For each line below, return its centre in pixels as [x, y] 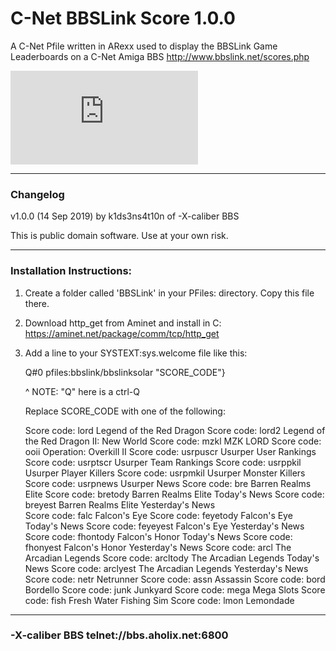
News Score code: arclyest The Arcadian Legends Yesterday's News [166, 568]
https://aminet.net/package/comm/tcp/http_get [122, 333]
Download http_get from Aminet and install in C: [123, 323]
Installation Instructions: [71, 271]
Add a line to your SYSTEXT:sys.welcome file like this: [136, 353]
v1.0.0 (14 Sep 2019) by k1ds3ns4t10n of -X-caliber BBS [125, 216]
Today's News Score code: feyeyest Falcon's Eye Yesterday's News [164, 526]
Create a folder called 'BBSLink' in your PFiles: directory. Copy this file [169, 293]
